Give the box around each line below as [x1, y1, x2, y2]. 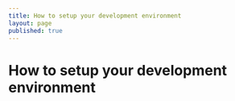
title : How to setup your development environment [8, 11, 182, 20]
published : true [8, 26, 63, 34]
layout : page [8, 19, 52, 27]
